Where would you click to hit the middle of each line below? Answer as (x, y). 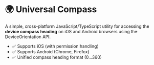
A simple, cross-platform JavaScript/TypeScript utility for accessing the (77, 26)
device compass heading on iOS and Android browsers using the (71, 31)
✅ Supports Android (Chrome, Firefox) (51, 51)
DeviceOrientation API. (28, 37)
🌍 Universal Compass (51, 10)
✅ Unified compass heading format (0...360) (57, 57)
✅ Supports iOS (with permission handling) (55, 46)
